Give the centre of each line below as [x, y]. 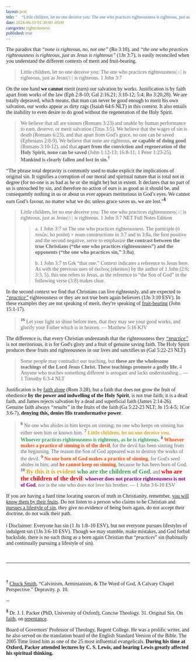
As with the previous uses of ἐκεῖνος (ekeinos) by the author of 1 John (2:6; [112, 269]
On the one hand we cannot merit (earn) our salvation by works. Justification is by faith [96, 89]
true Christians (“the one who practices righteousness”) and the [104, 246]
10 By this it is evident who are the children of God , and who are [101, 471]
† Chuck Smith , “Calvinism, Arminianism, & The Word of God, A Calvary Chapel [90, 583]
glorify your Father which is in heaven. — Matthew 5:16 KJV [84, 328]
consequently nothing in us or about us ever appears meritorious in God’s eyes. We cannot [98, 194]
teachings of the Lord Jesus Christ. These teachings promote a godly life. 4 [101, 367]
